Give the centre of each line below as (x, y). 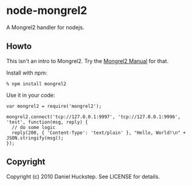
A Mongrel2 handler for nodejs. (45, 27)
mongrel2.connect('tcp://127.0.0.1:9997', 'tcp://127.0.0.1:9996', (94, 117)
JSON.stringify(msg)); (35, 138)
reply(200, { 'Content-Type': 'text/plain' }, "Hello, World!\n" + (99, 133)
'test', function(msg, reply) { (47, 122)
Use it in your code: (31, 95)
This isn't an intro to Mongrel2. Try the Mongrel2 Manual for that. (87, 61)
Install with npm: (27, 73)
